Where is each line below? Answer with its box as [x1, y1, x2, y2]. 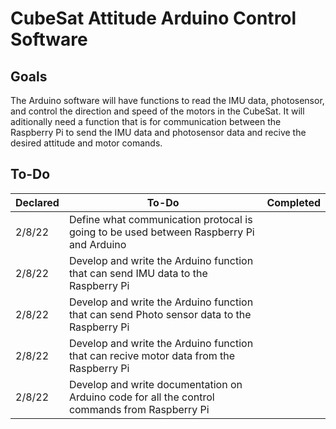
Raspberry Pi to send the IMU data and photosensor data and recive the [10, 127, 307, 138]
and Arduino [68, 237, 127, 251]
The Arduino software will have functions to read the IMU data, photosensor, [10, 95, 325, 106]
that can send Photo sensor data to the [68, 307, 252, 321]
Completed [266, 195, 321, 209]
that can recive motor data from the [68, 348, 236, 362]
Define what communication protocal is [68, 212, 253, 226]
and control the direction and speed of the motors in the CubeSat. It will [10, 105, 305, 117]
